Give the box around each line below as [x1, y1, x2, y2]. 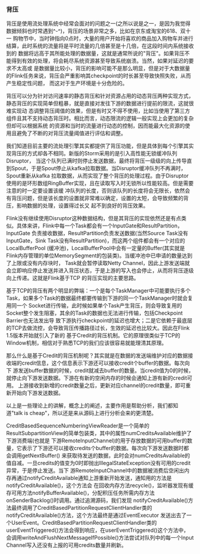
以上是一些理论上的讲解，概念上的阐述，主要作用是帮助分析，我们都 [6, 402, 173, 410]
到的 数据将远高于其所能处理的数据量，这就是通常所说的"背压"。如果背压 [6, 50, 185, 57]
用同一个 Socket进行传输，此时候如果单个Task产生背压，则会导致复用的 [6, 302, 183, 309]
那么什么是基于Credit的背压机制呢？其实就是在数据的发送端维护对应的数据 [6, 352, 188, 359]
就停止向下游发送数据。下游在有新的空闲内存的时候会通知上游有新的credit [6, 374, 187, 381]
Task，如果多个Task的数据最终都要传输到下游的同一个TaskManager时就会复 [6, 294, 193, 302]
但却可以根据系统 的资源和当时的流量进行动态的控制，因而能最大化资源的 [6, 122, 185, 130]
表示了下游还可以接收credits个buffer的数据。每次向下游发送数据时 [21, 445, 184, 452]
